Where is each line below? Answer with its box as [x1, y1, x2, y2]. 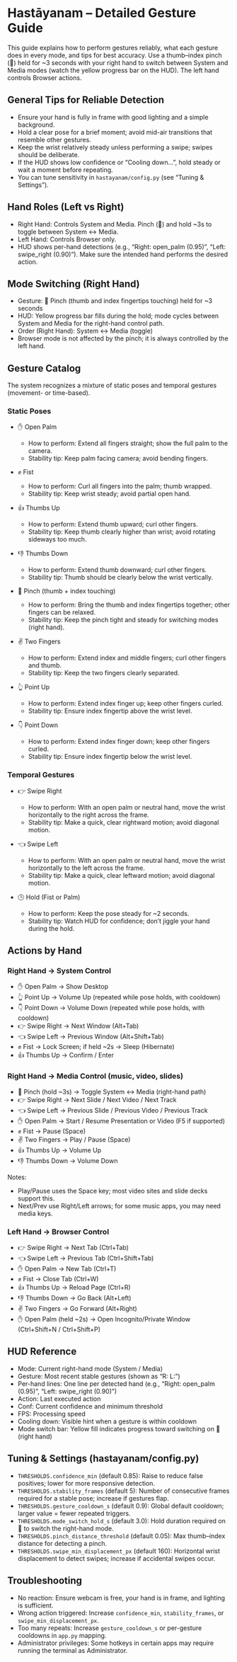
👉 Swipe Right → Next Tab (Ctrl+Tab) [17, 1244, 129, 1252]
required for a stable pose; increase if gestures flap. [17, 1494, 170, 1502]
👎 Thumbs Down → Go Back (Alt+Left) [17, 1294, 132, 1302]
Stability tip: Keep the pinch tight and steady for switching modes [28, 616, 219, 624]
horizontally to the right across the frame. [28, 810, 150, 819]
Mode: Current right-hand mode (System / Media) [17, 1364, 163, 1372]
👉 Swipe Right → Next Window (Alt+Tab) [17, 1021, 139, 1031]
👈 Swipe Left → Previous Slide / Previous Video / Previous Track [17, 1106, 208, 1114]
